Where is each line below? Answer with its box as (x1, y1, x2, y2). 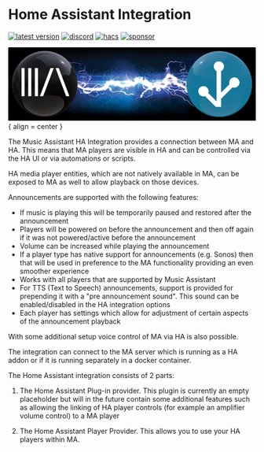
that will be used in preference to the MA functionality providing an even (19, 258, 254, 268)
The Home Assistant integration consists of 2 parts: (8, 371, 175, 380)
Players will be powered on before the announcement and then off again (19, 224, 254, 234)
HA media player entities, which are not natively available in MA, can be (8, 169, 240, 179)
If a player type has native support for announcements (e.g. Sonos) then (19, 250, 254, 259)
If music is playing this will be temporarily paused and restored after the (19, 208, 252, 217)
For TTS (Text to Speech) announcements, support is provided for (19, 283, 234, 293)
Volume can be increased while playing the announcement (19, 242, 210, 251)
